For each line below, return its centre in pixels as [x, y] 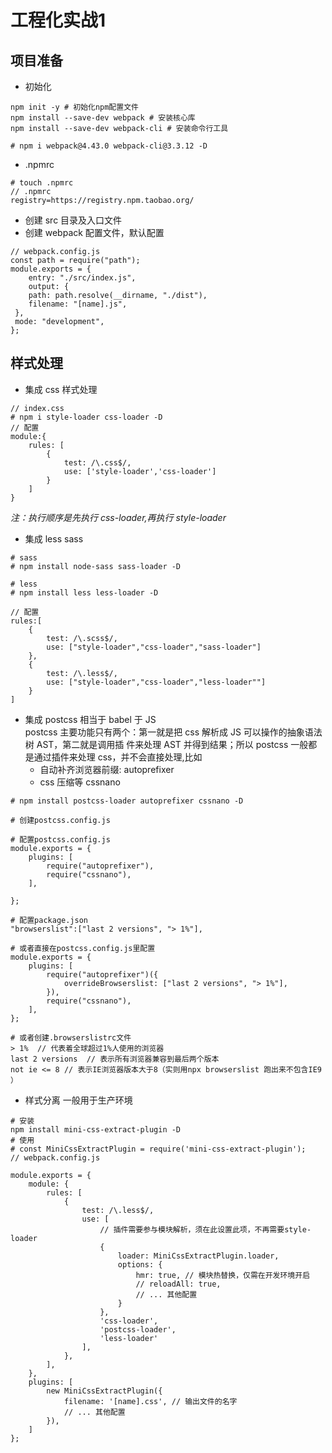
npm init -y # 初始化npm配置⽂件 [74, 107]
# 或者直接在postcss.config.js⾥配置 [83, 948]
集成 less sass [54, 538]
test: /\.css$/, [97, 462]
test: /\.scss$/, [82, 638]
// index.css [37, 408]
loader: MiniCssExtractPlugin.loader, [198, 1256]
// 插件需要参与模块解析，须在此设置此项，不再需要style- [205, 1229]
